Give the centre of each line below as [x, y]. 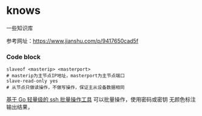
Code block [23, 57]
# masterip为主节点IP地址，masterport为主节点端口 [66, 76]
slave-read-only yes [32, 81]
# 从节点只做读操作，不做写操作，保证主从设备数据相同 [66, 88]
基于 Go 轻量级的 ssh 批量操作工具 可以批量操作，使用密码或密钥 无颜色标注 [101, 100]
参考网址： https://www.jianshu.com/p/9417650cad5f [72, 40]
